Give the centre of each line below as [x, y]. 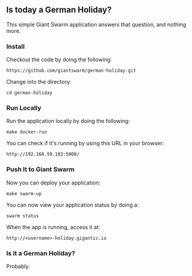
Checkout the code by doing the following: [59, 60]
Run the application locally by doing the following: [68, 121]
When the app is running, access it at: [53, 227]
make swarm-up [24, 193]
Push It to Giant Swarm [40, 169]
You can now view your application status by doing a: [72, 205]
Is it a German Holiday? [41, 253]
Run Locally [24, 108]
